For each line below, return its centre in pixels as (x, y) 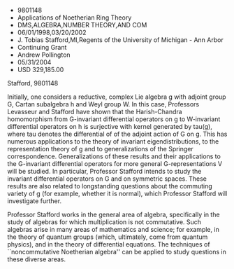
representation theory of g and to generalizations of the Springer (100, 149)
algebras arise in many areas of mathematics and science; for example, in (114, 229)
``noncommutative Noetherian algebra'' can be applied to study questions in (117, 252)
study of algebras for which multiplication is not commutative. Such (104, 222)
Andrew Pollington (44, 55)
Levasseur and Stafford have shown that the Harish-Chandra (95, 112)
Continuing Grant (42, 47)
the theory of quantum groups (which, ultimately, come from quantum (108, 237)
